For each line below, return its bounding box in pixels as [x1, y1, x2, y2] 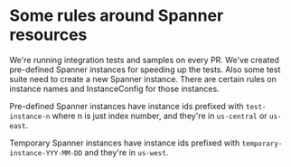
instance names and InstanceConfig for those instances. [9, 83, 220, 94]
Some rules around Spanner [9, 5, 224, 26]
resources [9, 24, 88, 45]
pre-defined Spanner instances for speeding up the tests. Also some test [9, 64, 281, 75]
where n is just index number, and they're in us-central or [52, 110, 268, 121]
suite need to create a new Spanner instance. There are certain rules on [9, 73, 277, 84]
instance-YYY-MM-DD [9, 148, 83, 158]
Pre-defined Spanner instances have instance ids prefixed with [9, 100, 244, 111]
